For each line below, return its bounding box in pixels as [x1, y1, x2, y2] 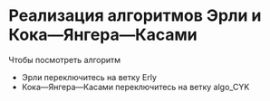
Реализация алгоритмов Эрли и [8, 5, 262, 26]
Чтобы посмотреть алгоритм [8, 54, 121, 65]
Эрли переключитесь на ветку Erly [21, 71, 158, 82]
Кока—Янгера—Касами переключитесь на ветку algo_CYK [21, 81, 250, 92]
